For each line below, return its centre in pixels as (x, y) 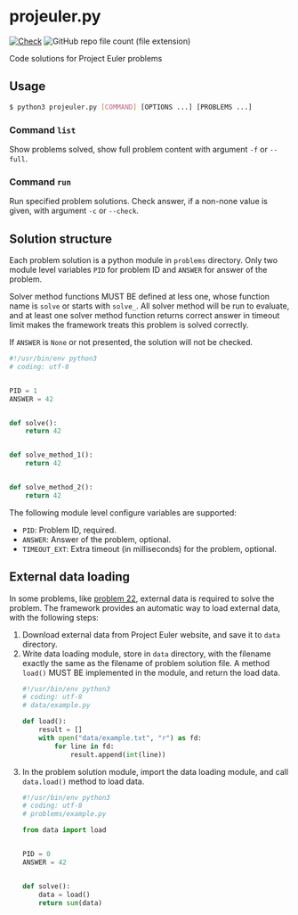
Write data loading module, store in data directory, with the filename (146, 654)
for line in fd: (85, 746)
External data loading (70, 577)
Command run (40, 182)
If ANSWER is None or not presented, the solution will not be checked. (131, 342)
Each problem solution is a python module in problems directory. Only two (144, 260)
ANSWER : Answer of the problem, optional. (97, 539)
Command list (43, 129)
